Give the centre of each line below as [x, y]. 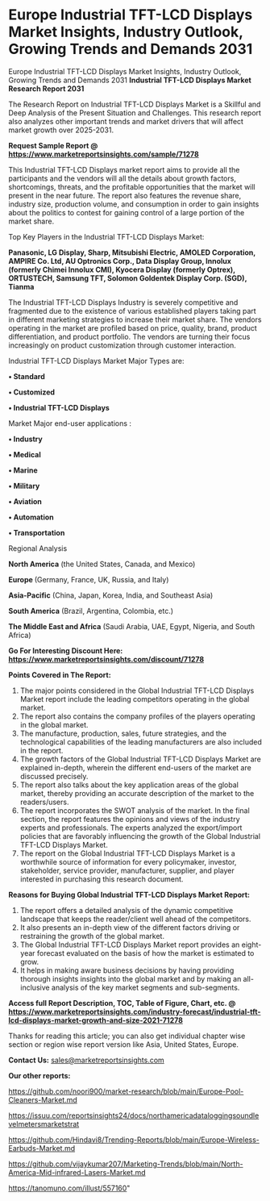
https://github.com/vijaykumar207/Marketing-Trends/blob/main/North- [126, 1164]
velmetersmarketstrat [44, 1124]
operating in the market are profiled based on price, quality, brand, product [133, 327]
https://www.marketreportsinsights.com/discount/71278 [106, 659]
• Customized [31, 392]
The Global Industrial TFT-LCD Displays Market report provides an [130, 945]
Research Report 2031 [46, 88]
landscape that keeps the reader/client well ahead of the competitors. [135, 919]
